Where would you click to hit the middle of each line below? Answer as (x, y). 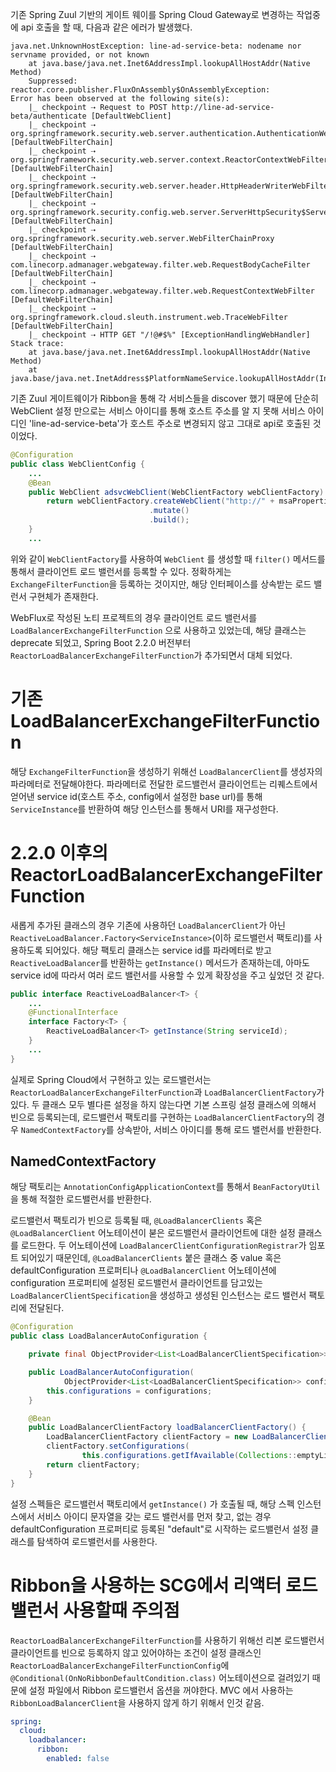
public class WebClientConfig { (77, 464)
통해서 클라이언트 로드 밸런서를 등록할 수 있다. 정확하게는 (121, 571)
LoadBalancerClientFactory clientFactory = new (147, 1437)
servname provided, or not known (80, 55)
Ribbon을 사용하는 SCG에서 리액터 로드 (164, 1585)
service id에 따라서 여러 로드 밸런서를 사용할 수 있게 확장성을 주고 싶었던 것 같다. (167, 975)
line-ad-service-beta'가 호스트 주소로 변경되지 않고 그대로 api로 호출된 (171, 423)
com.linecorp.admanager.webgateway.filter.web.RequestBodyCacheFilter (160, 265)
